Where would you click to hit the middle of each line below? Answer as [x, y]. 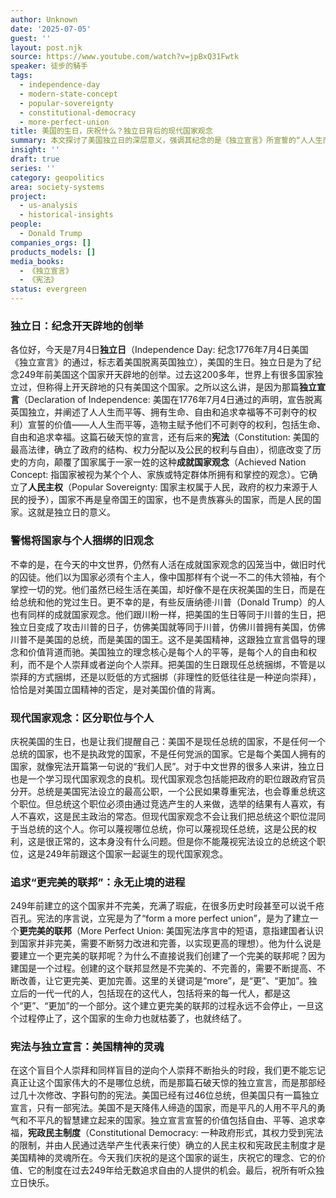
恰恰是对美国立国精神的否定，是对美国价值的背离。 [115, 689]
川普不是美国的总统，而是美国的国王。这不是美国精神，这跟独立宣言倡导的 [163, 639]
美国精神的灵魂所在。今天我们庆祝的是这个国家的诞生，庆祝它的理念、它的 [163, 1158]
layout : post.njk [46, 47]
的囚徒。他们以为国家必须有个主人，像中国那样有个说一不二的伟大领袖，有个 [168, 577]
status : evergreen [48, 289]
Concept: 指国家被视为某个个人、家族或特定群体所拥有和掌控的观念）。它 [160, 475]
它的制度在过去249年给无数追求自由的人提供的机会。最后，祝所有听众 [172, 1170]
